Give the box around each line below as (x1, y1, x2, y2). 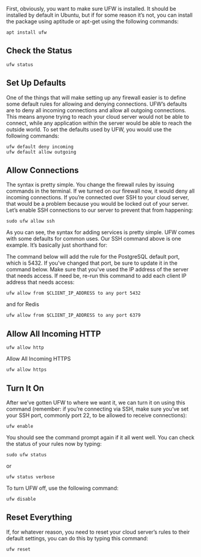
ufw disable (6, 496, 36, 502)
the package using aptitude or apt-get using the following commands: (6, 18, 179, 25)
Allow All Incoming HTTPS (6, 355, 71, 363)
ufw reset (6, 546, 31, 552)
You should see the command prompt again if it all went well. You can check (6, 434, 195, 441)
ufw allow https (6, 367, 47, 373)
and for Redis (6, 301, 40, 308)
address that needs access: (6, 278, 75, 286)
